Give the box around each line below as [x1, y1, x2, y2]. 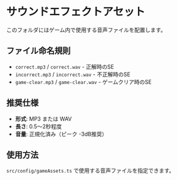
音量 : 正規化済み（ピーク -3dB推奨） [15, 130, 108, 137]
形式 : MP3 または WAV [15, 115, 72, 122]
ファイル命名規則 [6, 46, 71, 56]
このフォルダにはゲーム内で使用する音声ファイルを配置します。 [6, 26, 167, 33]
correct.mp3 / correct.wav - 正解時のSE [15, 63, 114, 70]
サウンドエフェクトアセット [6, 5, 145, 19]
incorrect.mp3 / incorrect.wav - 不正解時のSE [15, 71, 131, 78]
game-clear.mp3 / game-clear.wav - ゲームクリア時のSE [15, 78, 152, 85]
